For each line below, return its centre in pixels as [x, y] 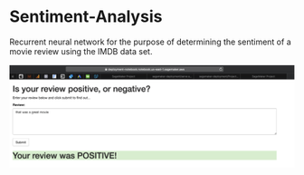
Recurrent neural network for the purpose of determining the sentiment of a [150, 42]
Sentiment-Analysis [86, 17]
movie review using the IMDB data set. [81, 51]
